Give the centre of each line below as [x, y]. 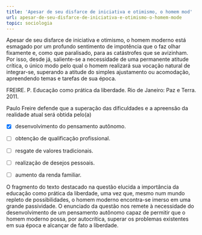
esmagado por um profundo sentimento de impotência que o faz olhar [93, 46]
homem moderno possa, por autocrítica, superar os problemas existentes [97, 219]
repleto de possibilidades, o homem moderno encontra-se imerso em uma [99, 199]
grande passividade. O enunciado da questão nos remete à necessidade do [100, 206]
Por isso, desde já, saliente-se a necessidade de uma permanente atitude [97, 59]
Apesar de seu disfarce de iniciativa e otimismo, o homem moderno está [96, 40]
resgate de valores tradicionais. [54, 151]
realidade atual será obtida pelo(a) [49, 114]
